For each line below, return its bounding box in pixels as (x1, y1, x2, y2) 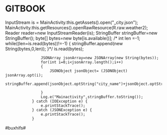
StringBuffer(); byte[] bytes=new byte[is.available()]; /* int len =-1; (5, 35, 141, 41)
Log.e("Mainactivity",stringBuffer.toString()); (40, 94, 143, 99)
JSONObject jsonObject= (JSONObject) (49, 68, 128, 73)
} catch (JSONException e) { (31, 107, 92, 112)
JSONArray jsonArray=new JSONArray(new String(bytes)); (40, 55, 159, 60)
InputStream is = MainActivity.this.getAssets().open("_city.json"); (5, 19, 138, 25)
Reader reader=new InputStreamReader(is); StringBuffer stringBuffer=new (5, 30, 158, 36)
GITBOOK (5, 3, 46, 14)
